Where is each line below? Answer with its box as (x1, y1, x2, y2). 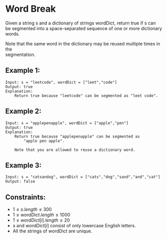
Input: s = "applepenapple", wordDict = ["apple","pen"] (5, 120, 129, 125)
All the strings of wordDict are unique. (12, 228, 93, 234)
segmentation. (5, 51, 36, 58)
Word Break (5, 3, 56, 15)
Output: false (5, 179, 36, 184)
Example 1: (5, 66, 40, 75)
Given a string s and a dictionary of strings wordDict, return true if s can (5, 20, 156, 26)
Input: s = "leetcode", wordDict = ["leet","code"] (5, 79, 117, 85)
